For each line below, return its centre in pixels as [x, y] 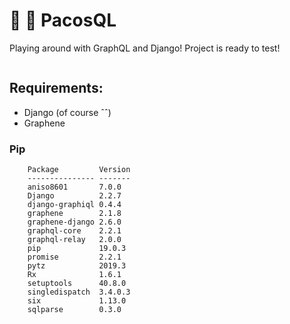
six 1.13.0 [77, 301]
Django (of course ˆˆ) [67, 112]
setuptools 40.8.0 [77, 284]
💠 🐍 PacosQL [63, 20]
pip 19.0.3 [77, 249]
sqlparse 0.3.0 [74, 310]
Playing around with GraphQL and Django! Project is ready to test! [145, 48]
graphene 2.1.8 [74, 214]
